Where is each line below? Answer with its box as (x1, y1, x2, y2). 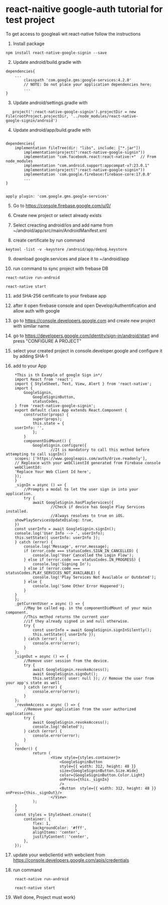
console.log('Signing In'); (32, 561, 92, 566)
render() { (15, 746, 38, 751)
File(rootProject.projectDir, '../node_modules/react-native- (6, 114, 138, 119)
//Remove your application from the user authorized (24, 707, 136, 712)
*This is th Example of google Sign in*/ (15, 372, 102, 377)
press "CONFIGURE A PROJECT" (13, 338, 82, 344)
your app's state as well (6, 680, 60, 685)
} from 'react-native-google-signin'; (15, 403, 96, 408)
